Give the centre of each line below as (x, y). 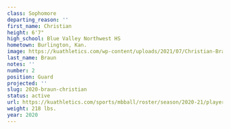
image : (16, 52)
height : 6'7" (26, 32)
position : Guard (30, 77)
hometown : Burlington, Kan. (47, 45)
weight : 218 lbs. (32, 109)
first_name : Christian (39, 26)
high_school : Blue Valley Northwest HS (64, 39)
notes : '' (21, 64)
